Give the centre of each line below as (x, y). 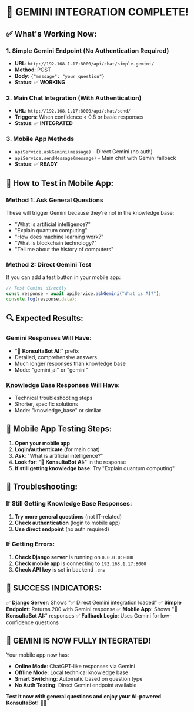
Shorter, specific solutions (46, 404)
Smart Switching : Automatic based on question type (78, 679)
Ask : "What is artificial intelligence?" (59, 455)
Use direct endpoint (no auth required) (62, 529)
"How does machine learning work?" (59, 237)
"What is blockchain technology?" (56, 243)
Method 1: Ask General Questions (55, 200)
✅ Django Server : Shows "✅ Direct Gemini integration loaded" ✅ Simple (94, 602)
